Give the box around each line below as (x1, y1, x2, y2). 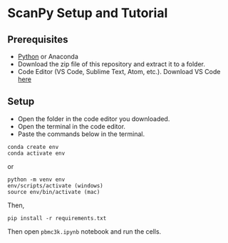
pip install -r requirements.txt (7, 214, 107, 222)
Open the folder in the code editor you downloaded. (17, 114, 170, 123)
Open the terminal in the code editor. (17, 122, 126, 130)
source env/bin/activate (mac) (7, 188, 100, 195)
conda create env (7, 143, 59, 150)
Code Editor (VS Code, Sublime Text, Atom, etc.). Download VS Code (17, 68, 221, 76)
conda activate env (7, 150, 66, 157)
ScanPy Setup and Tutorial (7, 5, 168, 21)
